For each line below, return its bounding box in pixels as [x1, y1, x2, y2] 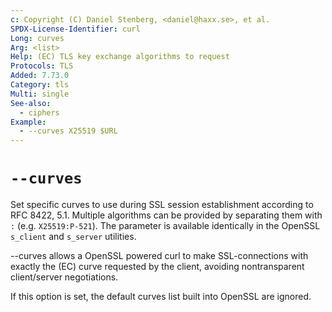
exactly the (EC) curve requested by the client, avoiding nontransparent [10, 261, 305, 273]
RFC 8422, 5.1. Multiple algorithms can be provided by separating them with [10, 209, 323, 221]
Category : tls [10, 80, 70, 90]
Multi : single [10, 89, 70, 99]
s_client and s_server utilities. [10, 231, 137, 243]
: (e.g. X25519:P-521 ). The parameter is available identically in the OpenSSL [10, 220, 321, 232]
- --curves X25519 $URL [19, 126, 118, 136]
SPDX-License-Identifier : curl [10, 24, 141, 34]
